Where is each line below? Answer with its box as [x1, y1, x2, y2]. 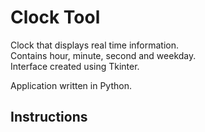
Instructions [10, 109, 88, 126]
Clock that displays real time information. [10, 39, 180, 51]
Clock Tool [10, 6, 101, 29]
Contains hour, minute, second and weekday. [10, 49, 197, 61]
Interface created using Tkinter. [10, 60, 140, 72]
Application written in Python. [10, 79, 132, 91]
